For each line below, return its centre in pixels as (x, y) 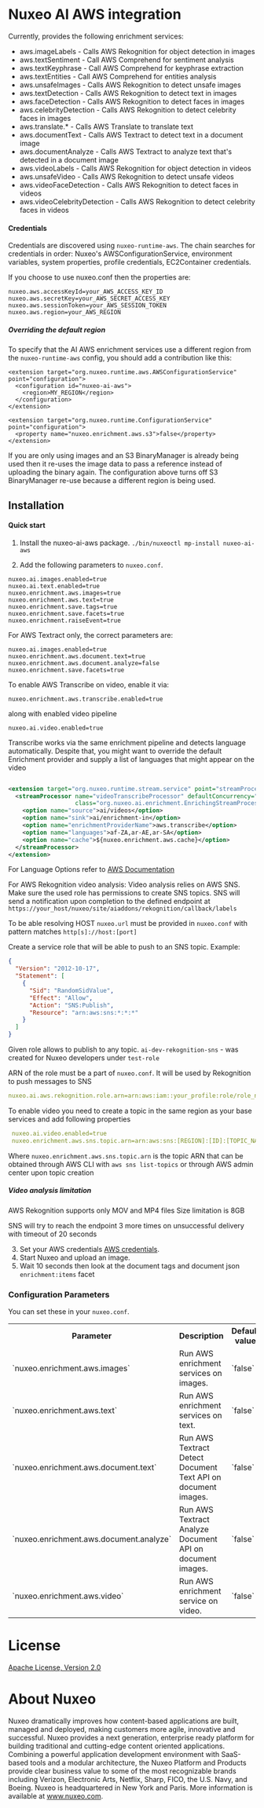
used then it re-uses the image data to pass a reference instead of (115, 464)
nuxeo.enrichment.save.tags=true (63, 606)
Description (202, 1335)
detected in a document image (69, 159)
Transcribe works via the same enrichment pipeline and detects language (127, 742)
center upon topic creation (51, 1173)
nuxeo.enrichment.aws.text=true (61, 600)
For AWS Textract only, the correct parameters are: (91, 635)
